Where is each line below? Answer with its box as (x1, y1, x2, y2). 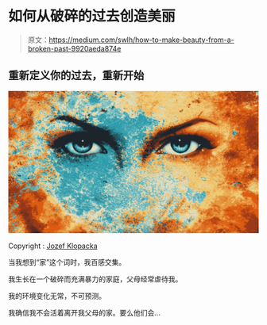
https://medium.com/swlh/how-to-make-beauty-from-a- (48, 35, 234, 44)
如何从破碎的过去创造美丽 (8, 7, 176, 25)
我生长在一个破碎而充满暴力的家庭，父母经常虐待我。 (8, 274, 183, 284)
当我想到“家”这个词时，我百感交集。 (8, 258, 126, 267)
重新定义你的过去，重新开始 (8, 69, 145, 82)
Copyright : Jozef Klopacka (8, 241, 98, 250)
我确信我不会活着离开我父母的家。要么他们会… (8, 308, 161, 318)
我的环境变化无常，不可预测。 (8, 291, 106, 301)
